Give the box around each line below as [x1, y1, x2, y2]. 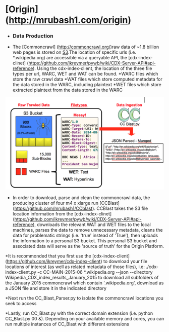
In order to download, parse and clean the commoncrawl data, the [12, 194, 150, 201]
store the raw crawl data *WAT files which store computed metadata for [12, 76, 162, 82]
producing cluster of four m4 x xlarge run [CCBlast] [12, 200, 120, 206]
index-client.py [5, 269, 36, 275]
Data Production [12, 32, 54, 40]
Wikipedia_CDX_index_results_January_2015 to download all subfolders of [5, 274, 159, 280]
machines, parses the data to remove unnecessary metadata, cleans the [12, 227, 163, 233]
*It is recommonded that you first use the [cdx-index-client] [5, 252, 130, 259]
